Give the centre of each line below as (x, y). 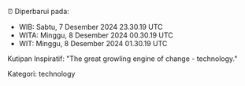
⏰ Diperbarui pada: (39, 11)
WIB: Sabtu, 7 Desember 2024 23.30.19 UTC (91, 27)
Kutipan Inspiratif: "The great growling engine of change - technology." (122, 59)
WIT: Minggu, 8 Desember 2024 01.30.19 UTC (93, 43)
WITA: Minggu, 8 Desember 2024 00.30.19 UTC (96, 35)
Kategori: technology (41, 74)
